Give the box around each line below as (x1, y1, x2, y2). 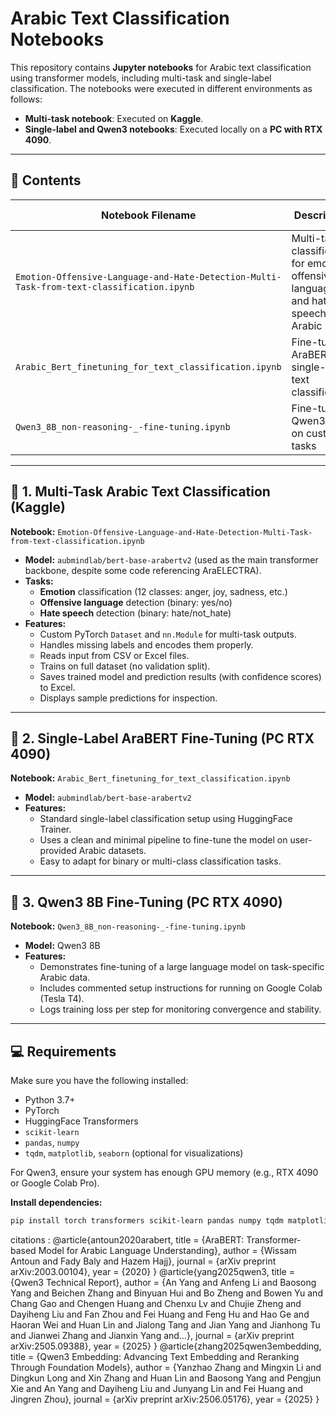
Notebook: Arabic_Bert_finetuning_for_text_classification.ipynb (10, 772, 291, 784)
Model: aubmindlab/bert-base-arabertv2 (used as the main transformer (24, 553, 319, 566)
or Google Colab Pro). (10, 1177, 100, 1189)
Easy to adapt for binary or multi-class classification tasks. (39, 855, 282, 867)
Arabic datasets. (78, 845, 147, 857)
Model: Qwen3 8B (24, 940, 101, 952)
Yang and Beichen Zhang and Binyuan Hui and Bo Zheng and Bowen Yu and (10, 1287, 323, 1299)
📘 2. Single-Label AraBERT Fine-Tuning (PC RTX (10, 730, 315, 747)
